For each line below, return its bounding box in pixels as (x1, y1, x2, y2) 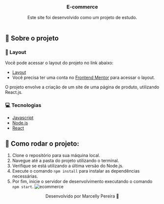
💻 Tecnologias (5, 102, 42, 108)
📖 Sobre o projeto (5, 34, 59, 42)
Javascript (12, 115, 34, 121)
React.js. (5, 89, 23, 95)
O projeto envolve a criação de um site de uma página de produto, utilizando (5, 84, 160, 90)
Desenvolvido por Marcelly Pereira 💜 (46, 193, 119, 199)
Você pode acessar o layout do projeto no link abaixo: (5, 60, 114, 66)
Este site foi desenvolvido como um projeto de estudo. (27, 15, 137, 21)
